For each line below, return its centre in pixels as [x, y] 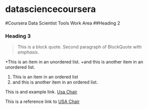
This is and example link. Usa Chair [41, 92]
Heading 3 [18, 36]
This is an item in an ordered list [45, 77]
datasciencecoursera [50, 9]
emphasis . [28, 52]
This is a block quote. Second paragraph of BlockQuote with [79, 47]
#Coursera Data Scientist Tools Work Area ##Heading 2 [63, 23]
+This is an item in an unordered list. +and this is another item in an [74, 62]
